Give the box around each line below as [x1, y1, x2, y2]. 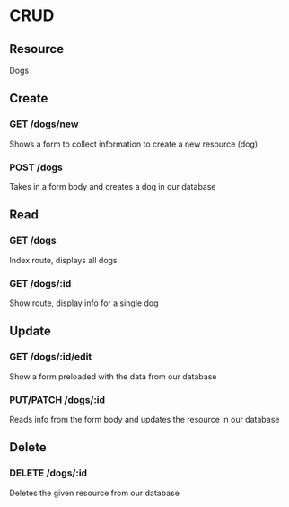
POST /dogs [9, 161, 63, 173]
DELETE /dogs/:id [9, 467, 88, 479]
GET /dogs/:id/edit [9, 351, 92, 363]
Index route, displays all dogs [9, 254, 118, 265]
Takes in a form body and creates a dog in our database [9, 181, 217, 191]
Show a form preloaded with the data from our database [9, 370, 217, 382]
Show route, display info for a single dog [9, 298, 159, 308]
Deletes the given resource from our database [9, 487, 180, 498]
